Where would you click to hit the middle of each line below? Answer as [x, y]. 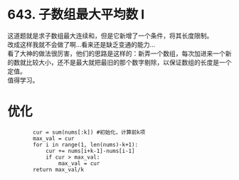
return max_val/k [58, 169]
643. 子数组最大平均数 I [76, 15]
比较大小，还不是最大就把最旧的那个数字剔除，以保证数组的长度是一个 [129, 62]
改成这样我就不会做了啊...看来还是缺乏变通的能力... [81, 44]
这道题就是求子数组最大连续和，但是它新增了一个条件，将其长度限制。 [110, 36]
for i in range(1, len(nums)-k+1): [86, 144]
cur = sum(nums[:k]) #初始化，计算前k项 [89, 132]
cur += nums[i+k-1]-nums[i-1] [90, 151]
